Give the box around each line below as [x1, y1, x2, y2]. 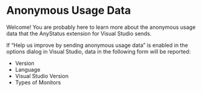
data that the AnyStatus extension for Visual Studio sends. [6, 29, 152, 37]
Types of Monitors [15, 79, 61, 86]
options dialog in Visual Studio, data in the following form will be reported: [6, 48, 191, 55]
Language [15, 66, 41, 73]
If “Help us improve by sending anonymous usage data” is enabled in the [6, 41, 188, 49]
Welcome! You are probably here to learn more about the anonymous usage [6, 23, 196, 31]
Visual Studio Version [15, 72, 69, 79]
